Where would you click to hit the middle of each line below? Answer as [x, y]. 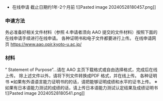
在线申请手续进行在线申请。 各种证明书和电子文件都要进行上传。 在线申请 [78, 38]
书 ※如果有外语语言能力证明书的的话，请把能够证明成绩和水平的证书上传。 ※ [81, 82]
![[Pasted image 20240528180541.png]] [45, 93]
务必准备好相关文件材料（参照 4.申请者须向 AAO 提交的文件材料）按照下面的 [81, 32]
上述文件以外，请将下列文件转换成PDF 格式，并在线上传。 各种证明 [90, 75]
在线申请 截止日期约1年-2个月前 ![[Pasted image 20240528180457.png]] [84, 7]
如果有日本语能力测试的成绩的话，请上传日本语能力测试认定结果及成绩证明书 [81, 87]
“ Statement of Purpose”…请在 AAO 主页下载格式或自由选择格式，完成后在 [79, 70]
